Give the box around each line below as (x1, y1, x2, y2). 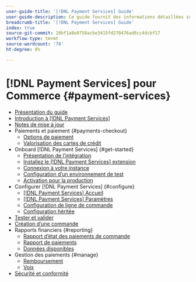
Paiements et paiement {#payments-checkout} (14, 127, 127, 134)
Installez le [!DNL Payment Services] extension (23, 158, 136, 165)
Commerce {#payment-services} (6, 89, 171, 102)
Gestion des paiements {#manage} (14, 251, 99, 258)
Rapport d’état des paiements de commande (23, 232, 130, 239)
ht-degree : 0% (6, 47, 41, 53)
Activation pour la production (23, 176, 93, 184)
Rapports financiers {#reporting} (14, 226, 93, 234)
